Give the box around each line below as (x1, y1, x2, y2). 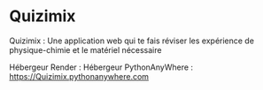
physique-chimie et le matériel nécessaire (9, 44, 162, 55)
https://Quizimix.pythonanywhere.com (9, 71, 149, 81)
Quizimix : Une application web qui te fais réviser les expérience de (9, 35, 255, 46)
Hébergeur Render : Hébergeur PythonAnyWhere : (9, 62, 193, 72)
